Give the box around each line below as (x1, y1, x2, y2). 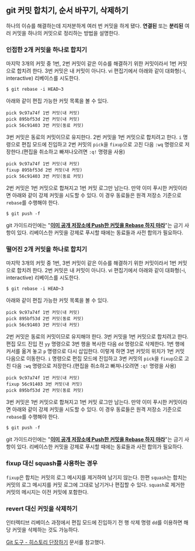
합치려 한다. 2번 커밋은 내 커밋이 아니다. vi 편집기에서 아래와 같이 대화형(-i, (16, 267, 187, 274)
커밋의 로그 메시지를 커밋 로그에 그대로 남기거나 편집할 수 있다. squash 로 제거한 (6, 481, 185, 488)
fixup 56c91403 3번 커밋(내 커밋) (6, 381, 83, 388)
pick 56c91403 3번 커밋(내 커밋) (6, 322, 80, 328)
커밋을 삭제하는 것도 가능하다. (12, 526, 80, 533)
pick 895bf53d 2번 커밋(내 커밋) (6, 117, 80, 122)
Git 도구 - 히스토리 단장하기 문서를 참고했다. (6, 539, 106, 546)
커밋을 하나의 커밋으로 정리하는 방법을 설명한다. (12, 29, 120, 36)
